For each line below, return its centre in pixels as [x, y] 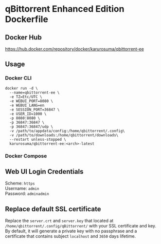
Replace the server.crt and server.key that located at [59, 221]
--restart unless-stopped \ [38, 139]
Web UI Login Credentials [44, 172]
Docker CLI [18, 78]
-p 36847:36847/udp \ [31, 127]
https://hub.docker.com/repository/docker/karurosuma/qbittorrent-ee [75, 49]
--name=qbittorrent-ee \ [35, 93]
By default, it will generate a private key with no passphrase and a [71, 231]
